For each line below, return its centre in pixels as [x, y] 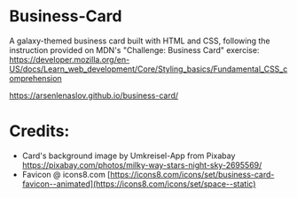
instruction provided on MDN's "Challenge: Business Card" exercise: [134, 49]
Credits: [39, 131]
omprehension [35, 78]
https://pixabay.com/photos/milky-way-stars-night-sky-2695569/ [142, 164]
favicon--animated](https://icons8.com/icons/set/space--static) [139, 184]
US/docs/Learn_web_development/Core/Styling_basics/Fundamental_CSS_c [148, 69]
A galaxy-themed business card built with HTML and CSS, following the [140, 41]
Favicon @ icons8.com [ [66, 174]
